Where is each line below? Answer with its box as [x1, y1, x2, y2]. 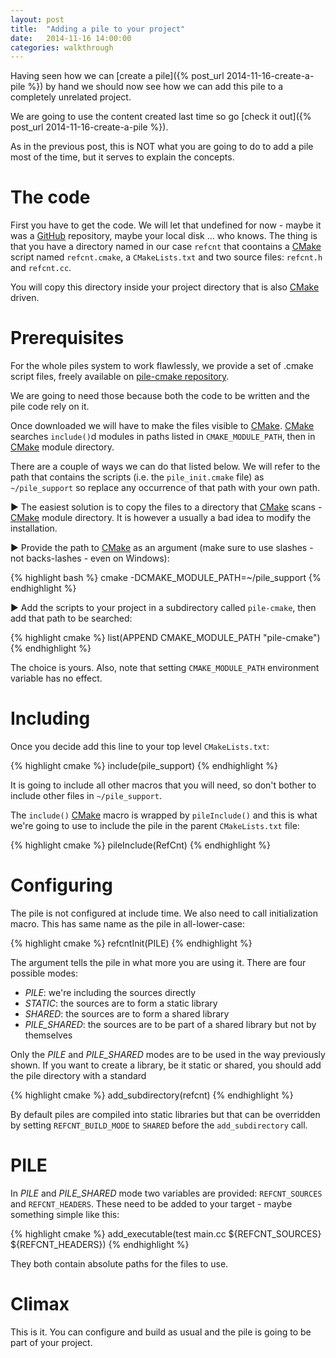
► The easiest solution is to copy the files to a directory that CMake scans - [10, 501, 323, 513]
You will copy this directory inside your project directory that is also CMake [10, 281, 320, 293]
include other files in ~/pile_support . [10, 790, 162, 802]
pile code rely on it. [10, 401, 90, 413]
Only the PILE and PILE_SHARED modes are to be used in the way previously [10, 1049, 326, 1060]
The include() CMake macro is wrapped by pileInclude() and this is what [10, 809, 318, 821]
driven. [10, 292, 40, 304]
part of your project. [10, 1336, 93, 1348]
